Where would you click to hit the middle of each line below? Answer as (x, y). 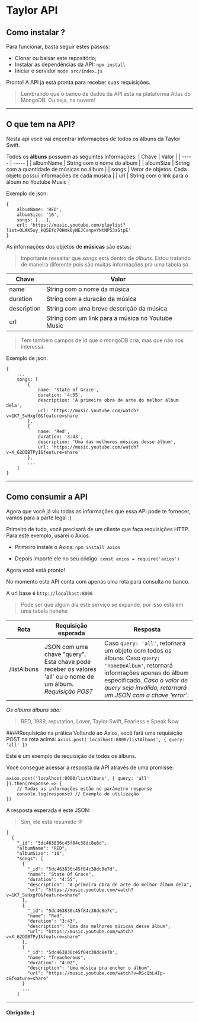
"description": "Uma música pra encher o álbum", (90, 968)
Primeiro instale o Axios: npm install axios (68, 547)
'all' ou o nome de (69, 676)
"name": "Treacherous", (57, 957)
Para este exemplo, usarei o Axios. (48, 535)
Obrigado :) (20, 1012)
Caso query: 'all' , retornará (145, 643)
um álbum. (59, 684)
